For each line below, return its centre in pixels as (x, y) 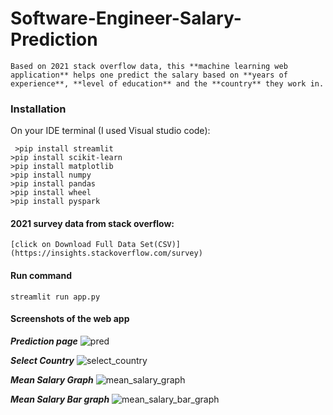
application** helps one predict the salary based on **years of (149, 75)
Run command (41, 276)
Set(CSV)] (160, 245)
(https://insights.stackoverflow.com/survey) (106, 253)
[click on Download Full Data (73, 245)
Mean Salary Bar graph (60, 399)
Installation (38, 109)
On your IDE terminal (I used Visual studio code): (110, 131)
